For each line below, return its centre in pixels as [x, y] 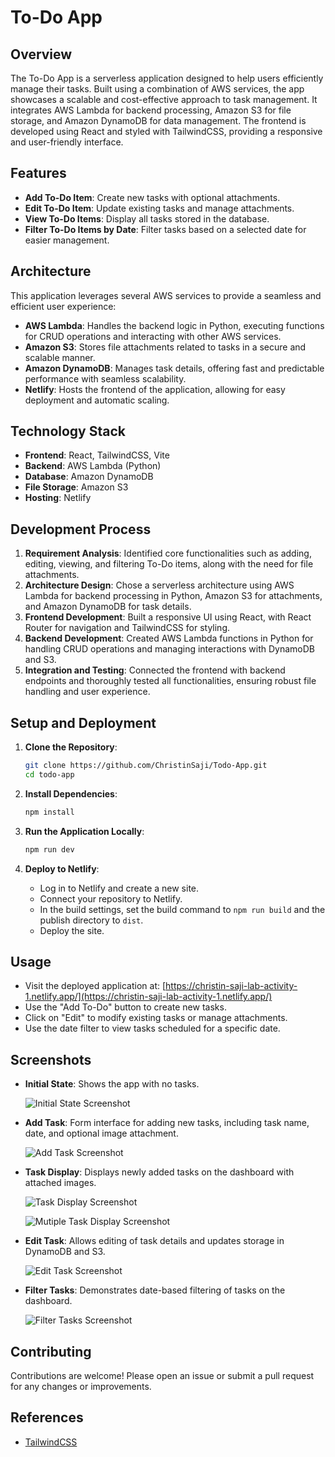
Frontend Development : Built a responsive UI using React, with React [168, 617]
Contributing [51, 1351]
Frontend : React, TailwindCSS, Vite [97, 455]
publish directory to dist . [91, 920]
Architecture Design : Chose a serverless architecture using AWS [159, 585]
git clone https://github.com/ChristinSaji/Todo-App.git [146, 766]
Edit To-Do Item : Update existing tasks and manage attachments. [159, 208]
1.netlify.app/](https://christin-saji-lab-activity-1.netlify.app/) [148, 997]
